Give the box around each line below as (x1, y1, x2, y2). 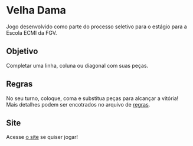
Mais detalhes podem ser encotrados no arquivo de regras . (6, 101, 151, 108)
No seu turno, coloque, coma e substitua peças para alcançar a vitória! (6, 95, 179, 102)
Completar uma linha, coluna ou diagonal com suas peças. (6, 62, 149, 69)
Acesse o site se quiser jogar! (6, 134, 78, 141)
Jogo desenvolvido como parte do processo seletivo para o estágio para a (6, 23, 187, 30)
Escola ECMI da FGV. (6, 29, 57, 36)
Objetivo (6, 47, 38, 57)
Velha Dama (6, 4, 67, 17)
